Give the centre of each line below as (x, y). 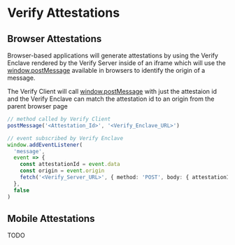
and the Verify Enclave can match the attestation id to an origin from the (111, 99)
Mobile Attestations (51, 218)
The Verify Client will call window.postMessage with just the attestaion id (112, 91)
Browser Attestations (55, 39)
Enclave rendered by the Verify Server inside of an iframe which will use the (116, 63)
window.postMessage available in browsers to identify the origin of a (106, 70)
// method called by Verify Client (59, 119)
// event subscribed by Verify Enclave (65, 138)
